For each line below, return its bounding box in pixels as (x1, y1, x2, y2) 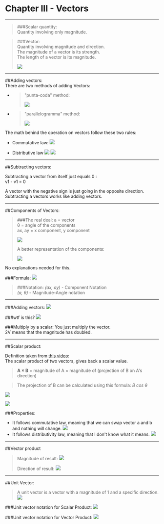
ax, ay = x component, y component (17, 227, 90, 233)
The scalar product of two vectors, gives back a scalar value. (5, 358, 128, 364)
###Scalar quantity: (17, 24, 57, 29)
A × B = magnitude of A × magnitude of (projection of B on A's (17, 367, 143, 373)
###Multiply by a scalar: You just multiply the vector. (5, 324, 111, 330)
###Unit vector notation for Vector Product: (5, 514, 93, 520)
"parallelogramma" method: (24, 111, 81, 117)
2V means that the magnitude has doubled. (5, 329, 92, 335)
